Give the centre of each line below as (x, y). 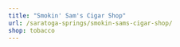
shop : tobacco (32, 30)
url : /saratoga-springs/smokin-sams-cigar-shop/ (90, 23)
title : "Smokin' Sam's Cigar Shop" (67, 16)
